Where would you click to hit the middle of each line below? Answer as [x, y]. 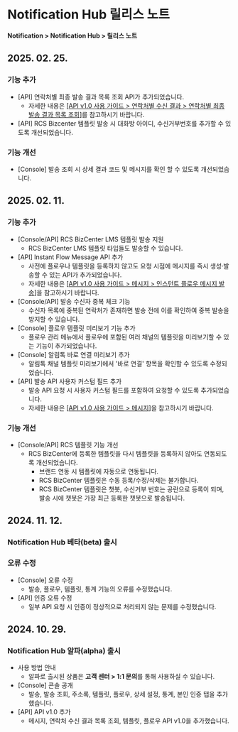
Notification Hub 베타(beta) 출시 [62, 542]
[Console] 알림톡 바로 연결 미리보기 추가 [74, 354]
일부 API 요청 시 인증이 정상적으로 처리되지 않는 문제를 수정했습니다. [122, 606]
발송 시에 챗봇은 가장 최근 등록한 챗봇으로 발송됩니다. [112, 498]
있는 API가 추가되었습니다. [86, 275]
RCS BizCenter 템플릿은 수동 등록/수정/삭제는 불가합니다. [119, 480]
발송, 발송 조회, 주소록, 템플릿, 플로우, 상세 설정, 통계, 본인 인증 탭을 [121, 694]
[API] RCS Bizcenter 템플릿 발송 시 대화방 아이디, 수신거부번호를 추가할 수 [120, 123]
